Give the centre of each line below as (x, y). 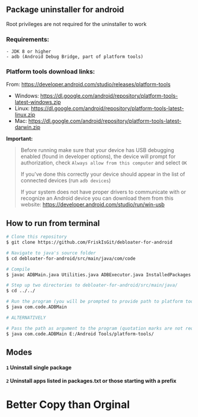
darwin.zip (27, 127)
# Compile (18, 269)
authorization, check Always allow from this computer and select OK (104, 163)
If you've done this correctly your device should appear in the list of (103, 174)
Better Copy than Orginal (68, 405)
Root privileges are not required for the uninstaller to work (76, 24)
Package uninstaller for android (65, 10)
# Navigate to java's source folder (51, 253)
